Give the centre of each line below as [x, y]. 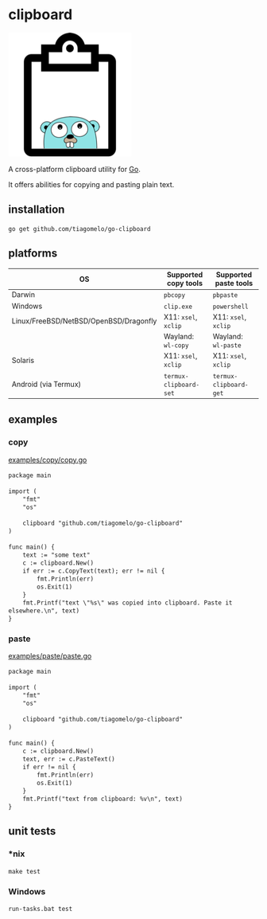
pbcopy [174, 295]
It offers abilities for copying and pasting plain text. [91, 184]
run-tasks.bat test [41, 909]
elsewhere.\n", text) [44, 611]
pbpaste [225, 295]
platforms [33, 254]
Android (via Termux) [46, 384]
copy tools [184, 284]
